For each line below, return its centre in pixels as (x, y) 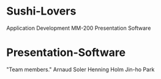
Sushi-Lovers (41, 11)
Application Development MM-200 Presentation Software (79, 28)
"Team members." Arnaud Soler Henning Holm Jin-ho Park (80, 69)
